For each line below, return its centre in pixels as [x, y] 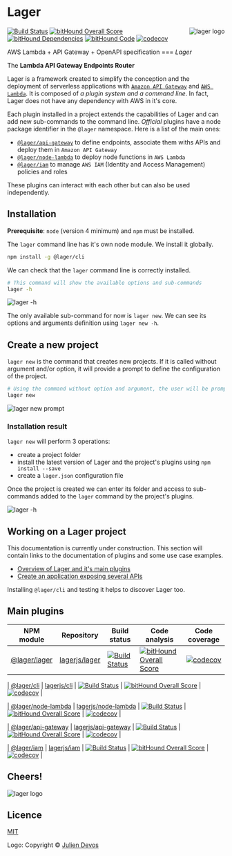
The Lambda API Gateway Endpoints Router [71, 65]
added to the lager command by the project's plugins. [117, 496]
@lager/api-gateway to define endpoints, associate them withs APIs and [119, 142]
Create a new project [53, 345]
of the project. [27, 376]
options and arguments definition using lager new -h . [83, 323]
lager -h [20, 289]
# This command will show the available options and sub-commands [105, 283]
